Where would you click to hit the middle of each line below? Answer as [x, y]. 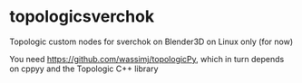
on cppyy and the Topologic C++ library [84, 69]
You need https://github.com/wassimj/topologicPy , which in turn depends [147, 59]
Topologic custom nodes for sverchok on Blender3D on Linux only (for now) [151, 41]
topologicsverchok [82, 17]
